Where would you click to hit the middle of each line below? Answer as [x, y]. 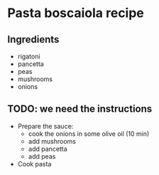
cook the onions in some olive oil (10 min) [89, 134]
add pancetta [48, 149]
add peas [42, 156]
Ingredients [33, 39]
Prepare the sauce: [45, 126]
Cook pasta [34, 164]
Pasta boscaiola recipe [76, 13]
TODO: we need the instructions [80, 109]
